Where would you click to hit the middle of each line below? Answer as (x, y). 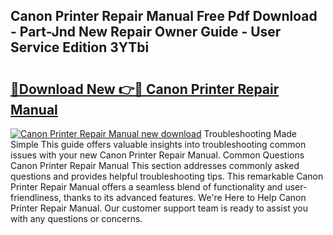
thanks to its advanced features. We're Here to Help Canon (185, 197)
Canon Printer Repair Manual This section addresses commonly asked (155, 165)
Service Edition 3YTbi (80, 47)
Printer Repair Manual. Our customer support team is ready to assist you (159, 208)
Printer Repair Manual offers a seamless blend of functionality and (146, 187)
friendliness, (36, 197)
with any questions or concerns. (76, 218)
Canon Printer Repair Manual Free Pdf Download (164, 16)
